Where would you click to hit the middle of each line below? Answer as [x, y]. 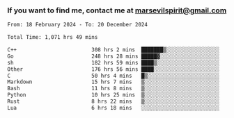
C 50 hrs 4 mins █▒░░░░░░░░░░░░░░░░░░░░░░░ [113, 76]
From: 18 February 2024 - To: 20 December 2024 [78, 25]
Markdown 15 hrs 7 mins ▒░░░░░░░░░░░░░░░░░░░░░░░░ [113, 82]
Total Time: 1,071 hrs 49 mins [53, 37]
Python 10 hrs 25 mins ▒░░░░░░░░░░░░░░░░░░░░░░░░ [113, 95]
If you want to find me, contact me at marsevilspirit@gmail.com [117, 10]
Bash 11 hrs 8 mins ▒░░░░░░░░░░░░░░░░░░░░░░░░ [113, 89]
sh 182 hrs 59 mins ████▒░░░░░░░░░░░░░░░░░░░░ [113, 62]
